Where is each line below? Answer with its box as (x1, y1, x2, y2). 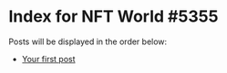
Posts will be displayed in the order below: (8, 36, 168, 47)
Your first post (21, 53, 76, 64)
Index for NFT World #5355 (8, 6, 219, 27)
